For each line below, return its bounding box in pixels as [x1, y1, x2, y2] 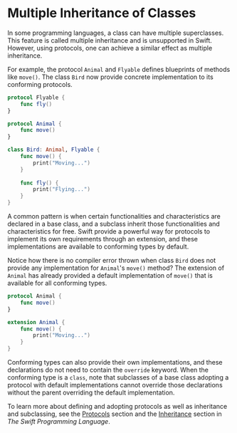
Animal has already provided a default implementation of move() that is [7, 271, 214, 280]
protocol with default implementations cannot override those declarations [7, 381, 223, 390]
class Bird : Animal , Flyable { [7, 146, 100, 154]
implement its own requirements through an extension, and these [7, 235, 198, 244]
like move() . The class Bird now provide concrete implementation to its [7, 73, 214, 81]
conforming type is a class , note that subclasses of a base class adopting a [7, 373, 229, 382]
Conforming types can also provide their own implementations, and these [7, 358, 223, 367]
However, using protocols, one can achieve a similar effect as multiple [7, 43, 213, 52]
